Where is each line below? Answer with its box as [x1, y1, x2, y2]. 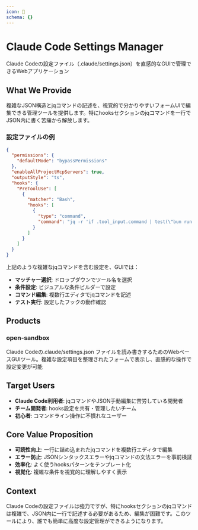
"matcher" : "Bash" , [27, 197, 76, 203]
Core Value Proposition [6, 429, 94, 440]
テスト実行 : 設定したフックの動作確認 [14, 299, 107, 306]
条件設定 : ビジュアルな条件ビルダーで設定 [14, 284, 116, 291]
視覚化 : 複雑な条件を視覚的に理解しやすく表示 [14, 468, 127, 476]
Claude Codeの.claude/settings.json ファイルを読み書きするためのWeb [6, 348, 180, 355]
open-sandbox [6, 334, 50, 342]
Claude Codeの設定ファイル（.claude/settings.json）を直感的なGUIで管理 [6, 60, 187, 67]
